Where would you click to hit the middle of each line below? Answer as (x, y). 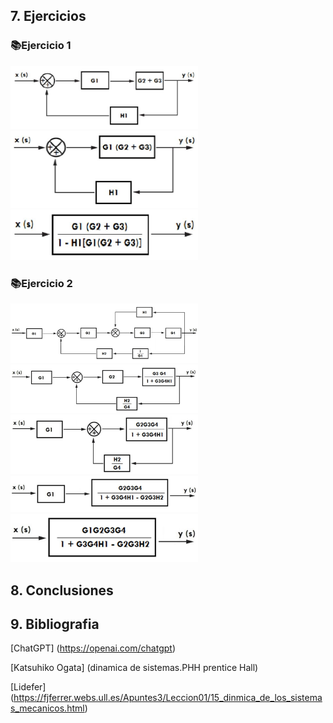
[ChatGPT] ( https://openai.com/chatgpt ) (93, 648)
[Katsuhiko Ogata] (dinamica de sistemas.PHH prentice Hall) (134, 668)
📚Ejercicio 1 (41, 46)
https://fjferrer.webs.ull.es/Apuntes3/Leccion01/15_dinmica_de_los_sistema (168, 698)
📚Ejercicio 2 (41, 283)
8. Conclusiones (62, 590)
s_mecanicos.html (47, 708)
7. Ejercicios (48, 16)
